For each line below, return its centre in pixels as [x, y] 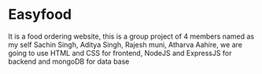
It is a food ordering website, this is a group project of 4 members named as [131, 36]
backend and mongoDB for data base [69, 61]
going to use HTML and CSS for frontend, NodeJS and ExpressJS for [120, 53]
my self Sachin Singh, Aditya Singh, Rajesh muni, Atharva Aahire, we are [125, 44]
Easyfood [40, 15]
